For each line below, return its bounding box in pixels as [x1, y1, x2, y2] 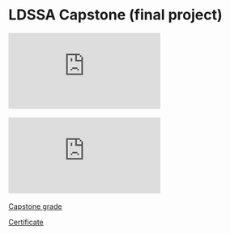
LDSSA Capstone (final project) [8, 6, 223, 24]
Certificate [8, 217, 45, 227]
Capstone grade [8, 201, 62, 211]
